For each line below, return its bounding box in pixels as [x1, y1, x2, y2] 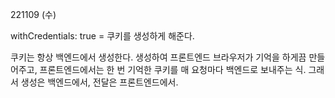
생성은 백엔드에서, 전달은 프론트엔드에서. [20, 76, 179, 88]
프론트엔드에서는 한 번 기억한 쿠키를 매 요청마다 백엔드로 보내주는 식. [39, 64, 307, 75]
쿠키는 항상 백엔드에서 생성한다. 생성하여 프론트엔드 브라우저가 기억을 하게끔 [10, 51, 307, 63]
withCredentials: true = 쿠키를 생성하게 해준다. [10, 30, 195, 42]
